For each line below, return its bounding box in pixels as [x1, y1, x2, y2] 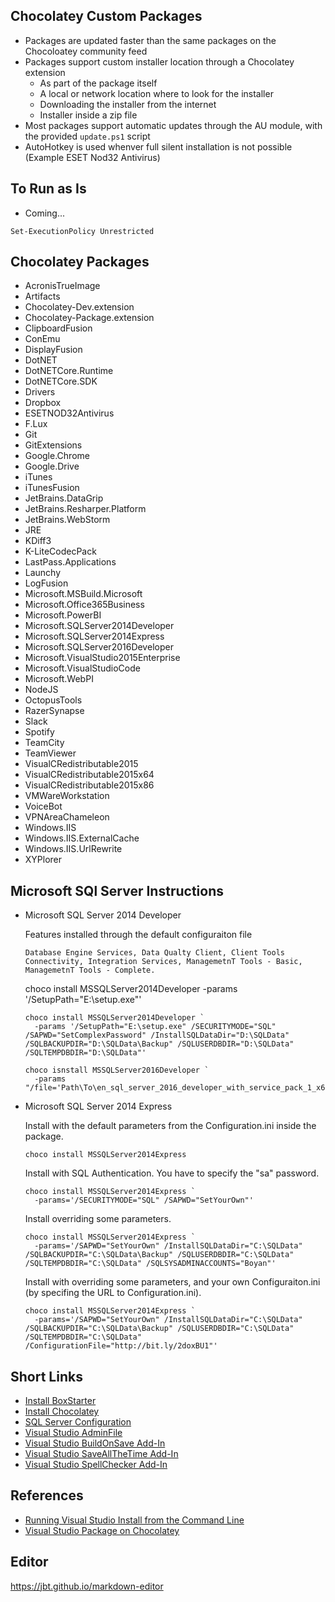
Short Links [10, 1368, 83, 1385]
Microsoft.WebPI [24, 673, 94, 685]
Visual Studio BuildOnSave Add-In [24, 1437, 166, 1449]
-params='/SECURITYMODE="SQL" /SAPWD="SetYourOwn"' [34, 1195, 254, 1206]
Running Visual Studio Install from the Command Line [24, 1514, 245, 1526]
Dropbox [24, 397, 62, 409]
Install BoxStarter [24, 1395, 97, 1407]
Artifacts [24, 290, 61, 303]
